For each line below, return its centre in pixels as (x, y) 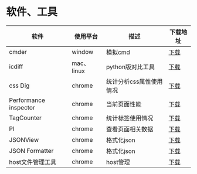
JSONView (24, 139)
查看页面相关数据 (130, 129)
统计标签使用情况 (130, 118)
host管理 (118, 162)
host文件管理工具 (33, 162)
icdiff (16, 66)
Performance (27, 100)
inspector (22, 107)
